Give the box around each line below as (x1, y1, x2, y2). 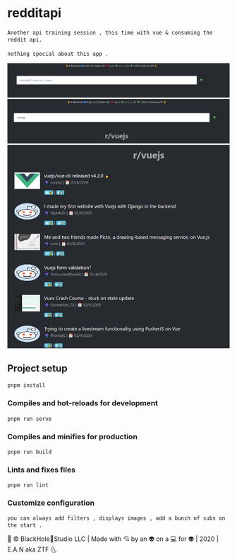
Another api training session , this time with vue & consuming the (7, 29, 213, 36)
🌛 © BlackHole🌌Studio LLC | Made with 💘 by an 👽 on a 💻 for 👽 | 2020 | (7, 535, 219, 543)
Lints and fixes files (7, 465, 76, 475)
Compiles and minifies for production (7, 431, 138, 441)
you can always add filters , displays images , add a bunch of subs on (7, 515, 226, 522)
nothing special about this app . (7, 50, 109, 57)
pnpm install (7, 382, 46, 389)
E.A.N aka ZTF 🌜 (7, 545, 57, 554)
